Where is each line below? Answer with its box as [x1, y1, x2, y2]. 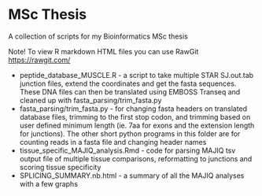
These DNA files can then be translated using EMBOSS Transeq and [19, 87, 241, 96]
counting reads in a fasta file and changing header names [19, 137, 207, 146]
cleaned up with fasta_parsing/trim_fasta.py [19, 95, 162, 105]
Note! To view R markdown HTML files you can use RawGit [8, 46, 199, 56]
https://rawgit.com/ [8, 55, 71, 65]
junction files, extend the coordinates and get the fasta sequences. [19, 79, 237, 88]
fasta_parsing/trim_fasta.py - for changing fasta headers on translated [19, 104, 248, 113]
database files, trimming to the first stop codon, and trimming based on [19, 112, 251, 121]
